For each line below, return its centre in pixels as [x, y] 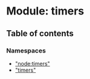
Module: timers [45, 11]
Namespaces [26, 51]
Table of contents [40, 33]
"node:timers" [32, 63]
